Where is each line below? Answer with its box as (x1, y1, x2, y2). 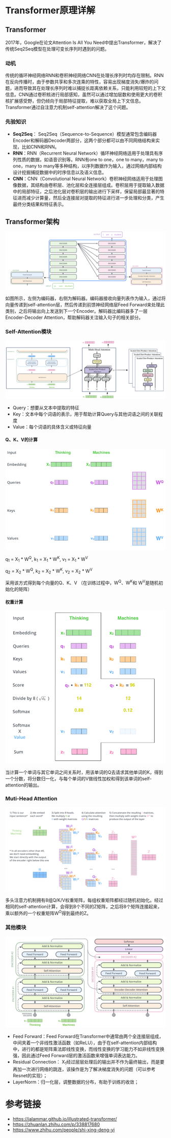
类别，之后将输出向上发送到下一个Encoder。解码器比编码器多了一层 (5, 308, 148, 314)
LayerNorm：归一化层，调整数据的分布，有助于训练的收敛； (12, 1079, 139, 1085)
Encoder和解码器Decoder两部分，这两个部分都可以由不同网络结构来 (12, 137, 156, 143)
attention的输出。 (5, 782, 42, 788)
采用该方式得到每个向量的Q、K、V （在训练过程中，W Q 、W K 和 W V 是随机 (5, 579, 159, 586)
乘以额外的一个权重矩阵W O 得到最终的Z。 (5, 909, 92, 916)
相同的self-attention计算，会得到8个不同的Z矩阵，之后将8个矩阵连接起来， (5, 903, 162, 909)
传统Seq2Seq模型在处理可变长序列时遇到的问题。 (5, 46, 109, 52)
